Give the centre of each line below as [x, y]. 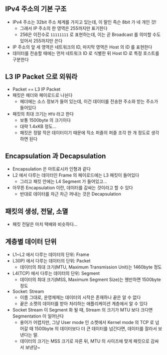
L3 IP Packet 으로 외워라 [41, 77]
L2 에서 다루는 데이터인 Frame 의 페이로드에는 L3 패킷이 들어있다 [76, 175]
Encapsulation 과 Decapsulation [56, 156]
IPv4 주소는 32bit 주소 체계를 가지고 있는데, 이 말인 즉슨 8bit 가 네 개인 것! [84, 22]
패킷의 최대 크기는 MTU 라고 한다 [43, 113]
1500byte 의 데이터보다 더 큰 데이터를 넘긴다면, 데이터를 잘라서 [96, 328]
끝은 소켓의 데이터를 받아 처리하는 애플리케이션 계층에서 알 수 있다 [84, 303]
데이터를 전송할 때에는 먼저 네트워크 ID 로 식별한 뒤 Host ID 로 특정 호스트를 [86, 53]
